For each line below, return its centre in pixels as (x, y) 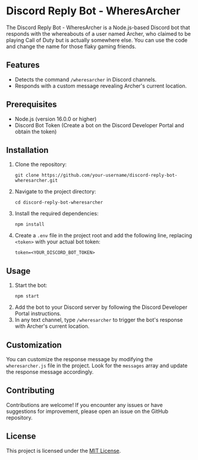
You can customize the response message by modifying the (80, 359)
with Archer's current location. (52, 326)
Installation (27, 150)
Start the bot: (31, 285)
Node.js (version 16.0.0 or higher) (56, 119)
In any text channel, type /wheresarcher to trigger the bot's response (99, 320)
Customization (34, 345)
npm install (29, 224)
